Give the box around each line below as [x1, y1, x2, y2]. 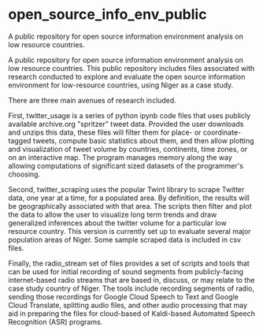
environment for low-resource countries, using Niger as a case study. [8, 80, 234, 90]
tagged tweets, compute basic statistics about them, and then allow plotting [8, 135, 254, 145]
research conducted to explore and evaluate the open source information [8, 72, 246, 81]
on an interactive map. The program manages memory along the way [8, 152, 232, 162]
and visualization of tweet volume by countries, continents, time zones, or [8, 144, 248, 154]
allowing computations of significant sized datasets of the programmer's [8, 161, 244, 170]
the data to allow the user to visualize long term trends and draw [8, 210, 217, 219]
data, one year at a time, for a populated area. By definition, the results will [8, 193, 250, 202]
